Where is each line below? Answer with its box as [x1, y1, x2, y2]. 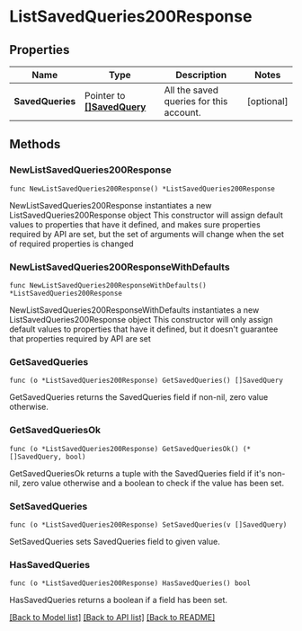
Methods [9, 137, 61, 152]
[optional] [246, 95, 289, 107]
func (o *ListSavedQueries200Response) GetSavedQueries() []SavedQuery [9, 376, 283, 386]
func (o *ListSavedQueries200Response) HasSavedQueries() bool [9, 579, 252, 588]
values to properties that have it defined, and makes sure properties [9, 218, 261, 230]
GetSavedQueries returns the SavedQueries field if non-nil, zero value [9, 392, 269, 403]
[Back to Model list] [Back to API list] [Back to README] [9, 612, 216, 623]
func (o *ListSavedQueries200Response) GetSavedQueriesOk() [9, 444, 240, 453]
